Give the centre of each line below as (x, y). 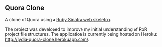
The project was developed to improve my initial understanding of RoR (76, 29)
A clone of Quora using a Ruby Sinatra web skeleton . (58, 19)
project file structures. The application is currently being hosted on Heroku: (81, 34)
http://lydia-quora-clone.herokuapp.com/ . (47, 39)
